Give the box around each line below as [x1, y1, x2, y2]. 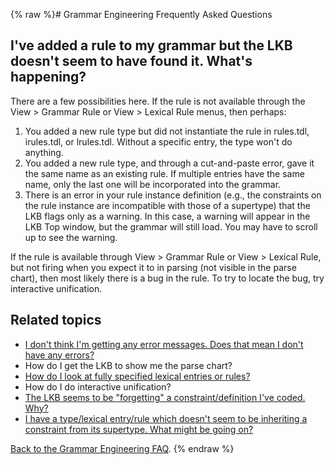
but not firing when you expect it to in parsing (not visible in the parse [10, 261, 297, 273]
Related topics [10, 312, 102, 329]
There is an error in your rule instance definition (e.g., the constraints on [24, 189, 322, 201]
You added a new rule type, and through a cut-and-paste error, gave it [24, 157, 315, 169]
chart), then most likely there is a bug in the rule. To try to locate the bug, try [10, 272, 325, 284]
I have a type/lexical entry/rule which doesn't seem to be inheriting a [24, 412, 308, 424]
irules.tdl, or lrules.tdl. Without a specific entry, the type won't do [24, 135, 293, 148]
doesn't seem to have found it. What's [10, 53, 253, 70]
